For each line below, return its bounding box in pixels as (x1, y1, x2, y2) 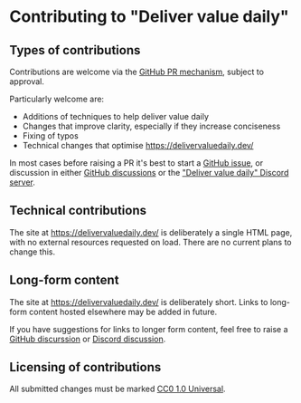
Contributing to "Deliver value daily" (9, 6, 289, 27)
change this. (9, 246, 56, 257)
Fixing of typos (22, 130, 79, 141)
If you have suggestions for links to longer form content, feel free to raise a (9, 323, 288, 334)
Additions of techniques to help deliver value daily (22, 111, 210, 121)
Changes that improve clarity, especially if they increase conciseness (22, 120, 281, 131)
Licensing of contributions (9, 360, 162, 375)
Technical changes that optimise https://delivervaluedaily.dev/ (22, 140, 254, 150)
